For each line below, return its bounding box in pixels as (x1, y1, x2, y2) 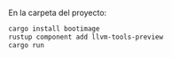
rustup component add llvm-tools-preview (8, 33, 164, 41)
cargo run (8, 40, 45, 49)
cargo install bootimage (8, 25, 100, 33)
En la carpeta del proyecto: (8, 8, 107, 18)
